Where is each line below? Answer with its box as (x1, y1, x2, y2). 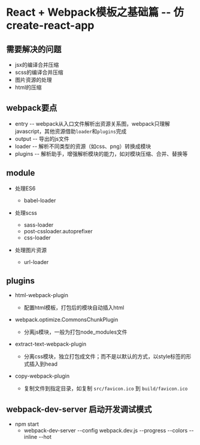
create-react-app (6, 19, 95, 32)
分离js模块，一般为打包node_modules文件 (23, 328, 128, 336)
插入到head (29, 360, 58, 367)
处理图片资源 (14, 246, 47, 253)
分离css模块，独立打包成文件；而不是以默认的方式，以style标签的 (23, 353, 187, 360)
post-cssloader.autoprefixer (23, 227, 93, 235)
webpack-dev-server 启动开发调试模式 (6, 404, 152, 414)
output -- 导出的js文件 (14, 135, 70, 142)
